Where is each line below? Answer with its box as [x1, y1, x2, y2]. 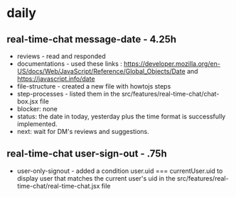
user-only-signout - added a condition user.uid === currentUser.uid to [16, 167, 223, 175]
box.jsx [16, 97, 38, 106]
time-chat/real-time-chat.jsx [16, 181, 100, 190]
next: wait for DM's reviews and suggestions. [16, 128, 150, 135]
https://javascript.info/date [16, 74, 95, 83]
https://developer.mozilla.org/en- [123, 60, 221, 68]
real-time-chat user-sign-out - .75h [6, 147, 168, 160]
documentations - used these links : [16, 60, 122, 68]
